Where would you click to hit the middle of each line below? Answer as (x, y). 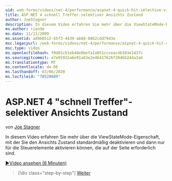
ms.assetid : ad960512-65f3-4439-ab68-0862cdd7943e (60, 39)
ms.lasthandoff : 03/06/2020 (35, 72)
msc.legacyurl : (21, 43)
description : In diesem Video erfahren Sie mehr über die (68, 24)
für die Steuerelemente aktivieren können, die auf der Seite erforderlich (81, 148)
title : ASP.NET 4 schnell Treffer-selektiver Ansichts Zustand (74, 15)
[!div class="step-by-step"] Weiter (54, 173)
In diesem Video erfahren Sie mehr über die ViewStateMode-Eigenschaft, (83, 137)
